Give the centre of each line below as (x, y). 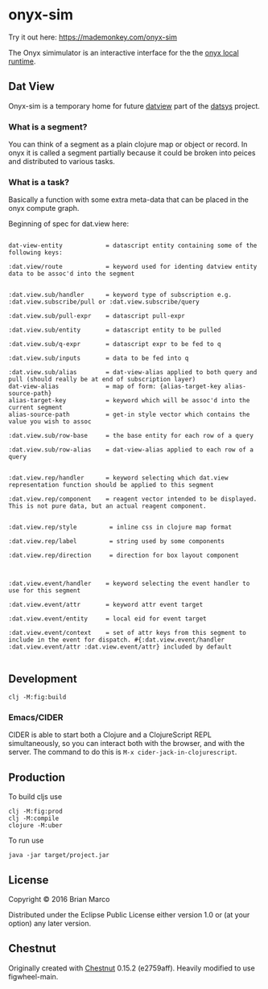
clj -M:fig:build (37, 698)
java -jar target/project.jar (59, 855)
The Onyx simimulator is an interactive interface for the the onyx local (124, 52)
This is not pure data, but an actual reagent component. (107, 506)
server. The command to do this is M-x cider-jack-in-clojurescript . (123, 752)
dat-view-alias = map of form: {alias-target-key (115, 387)
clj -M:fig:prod (35, 812)
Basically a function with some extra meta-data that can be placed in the (129, 200)
